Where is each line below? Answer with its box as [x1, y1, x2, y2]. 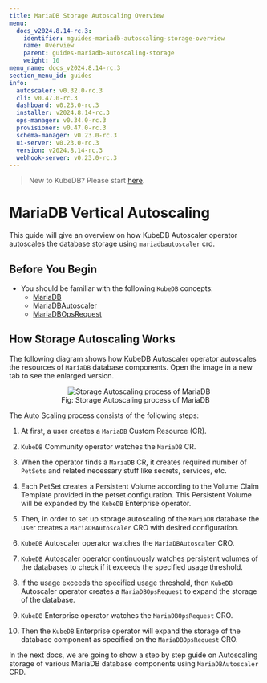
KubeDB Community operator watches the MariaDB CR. [20, 441, 196, 451]
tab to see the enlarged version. [9, 370, 115, 380]
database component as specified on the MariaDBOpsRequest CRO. [20, 634, 239, 644]
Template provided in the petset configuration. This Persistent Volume [20, 489, 252, 499]
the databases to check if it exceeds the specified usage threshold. [20, 562, 243, 571]
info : [9, 79, 27, 87]
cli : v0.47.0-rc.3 [16, 94, 79, 102]
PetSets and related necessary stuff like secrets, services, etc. [20, 465, 227, 475]
